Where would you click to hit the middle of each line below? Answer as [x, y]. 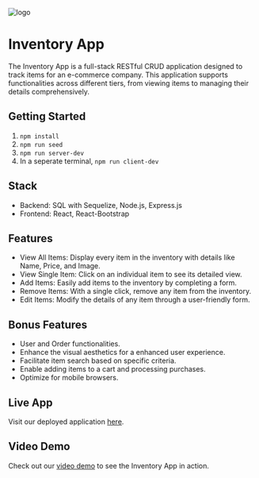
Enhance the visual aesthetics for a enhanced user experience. [122, 353]
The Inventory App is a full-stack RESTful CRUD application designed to [126, 66]
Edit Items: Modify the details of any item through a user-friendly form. [135, 300]
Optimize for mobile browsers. [69, 378]
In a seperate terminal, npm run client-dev [89, 161]
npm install [39, 136]
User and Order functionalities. [70, 344]
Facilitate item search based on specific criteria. [98, 360]
